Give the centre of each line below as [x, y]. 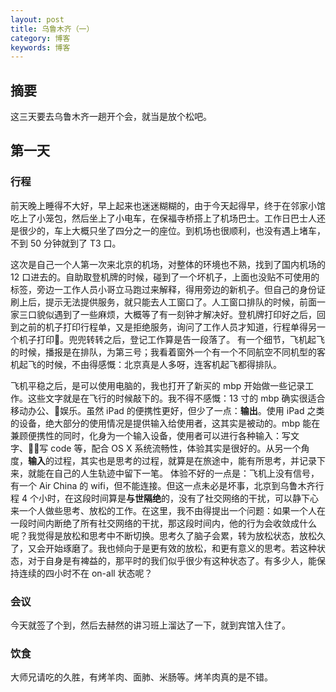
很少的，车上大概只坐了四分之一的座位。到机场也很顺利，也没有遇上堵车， [172, 230]
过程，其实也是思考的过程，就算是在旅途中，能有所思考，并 [176, 460]
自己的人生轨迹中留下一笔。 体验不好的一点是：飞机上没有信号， [186, 473]
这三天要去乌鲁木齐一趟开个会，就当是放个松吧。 [111, 117]
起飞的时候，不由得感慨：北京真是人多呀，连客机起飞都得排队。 [150, 364]
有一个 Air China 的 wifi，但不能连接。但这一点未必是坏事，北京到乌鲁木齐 [163, 485]
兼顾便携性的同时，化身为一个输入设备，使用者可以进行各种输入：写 [150, 435]
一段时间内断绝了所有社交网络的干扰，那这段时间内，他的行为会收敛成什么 [163, 523]
